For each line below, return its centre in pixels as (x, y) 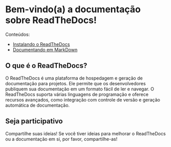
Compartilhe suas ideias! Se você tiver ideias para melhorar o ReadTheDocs (85, 133)
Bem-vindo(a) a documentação (73, 9)
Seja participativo (34, 121)
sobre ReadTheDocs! (51, 20)
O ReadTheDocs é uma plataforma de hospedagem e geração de (74, 78)
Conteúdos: (18, 34)
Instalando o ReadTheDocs (41, 44)
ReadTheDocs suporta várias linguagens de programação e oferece (77, 94)
